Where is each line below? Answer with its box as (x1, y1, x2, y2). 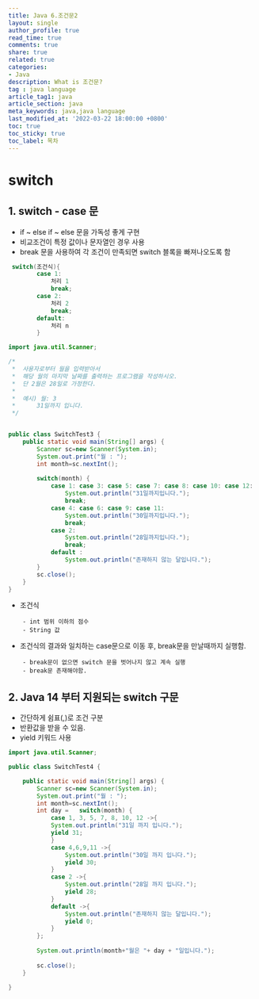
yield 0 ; (64, 917, 93, 925)
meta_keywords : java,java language (8, 108, 126, 116)
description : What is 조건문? (8, 78, 103, 86)
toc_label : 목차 (8, 136, 59, 145)
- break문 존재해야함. (22, 667, 87, 675)
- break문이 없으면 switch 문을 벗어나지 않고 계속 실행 (22, 659, 186, 667)
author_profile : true (8, 26, 80, 34)
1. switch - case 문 (8, 205, 99, 218)
